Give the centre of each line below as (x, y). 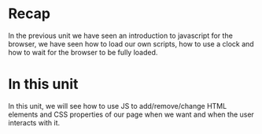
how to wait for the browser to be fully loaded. (83, 52)
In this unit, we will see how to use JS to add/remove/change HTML (118, 106)
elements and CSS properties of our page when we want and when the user (131, 114)
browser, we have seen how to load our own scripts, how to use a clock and (131, 43)
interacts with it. (34, 122)
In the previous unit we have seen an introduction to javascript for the (121, 35)
